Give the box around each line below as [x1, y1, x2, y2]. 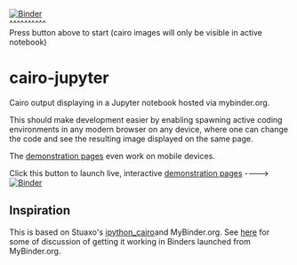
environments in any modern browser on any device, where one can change [9, 124, 289, 134]
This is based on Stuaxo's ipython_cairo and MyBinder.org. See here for [9, 227, 269, 237]
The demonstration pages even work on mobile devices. [9, 150, 216, 161]
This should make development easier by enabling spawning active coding [9, 114, 283, 124]
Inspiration [9, 203, 71, 218]
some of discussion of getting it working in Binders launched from [9, 236, 251, 246]
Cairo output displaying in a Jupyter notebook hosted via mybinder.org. [9, 97, 270, 108]
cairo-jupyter [9, 68, 109, 88]
